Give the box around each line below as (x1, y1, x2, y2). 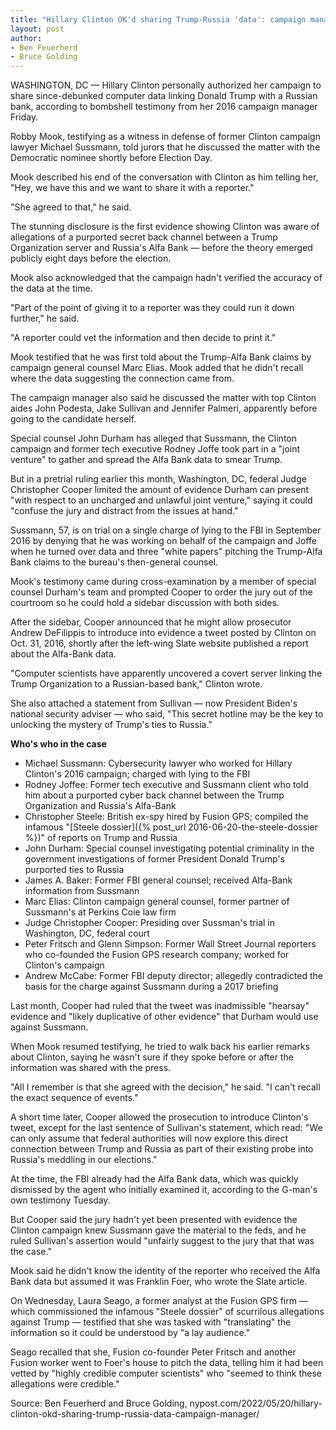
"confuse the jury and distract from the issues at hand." (10, 505, 239, 517)
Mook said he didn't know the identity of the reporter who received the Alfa (10, 1265, 321, 1277)
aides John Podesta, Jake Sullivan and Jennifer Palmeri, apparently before (10, 402, 318, 415)
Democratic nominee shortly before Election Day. (10, 152, 213, 164)
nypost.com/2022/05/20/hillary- (189, 1397, 323, 1410)
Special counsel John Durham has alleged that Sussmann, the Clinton (10, 432, 297, 445)
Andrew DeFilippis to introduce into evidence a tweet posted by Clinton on (10, 627, 317, 639)
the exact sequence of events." (10, 1092, 139, 1104)
